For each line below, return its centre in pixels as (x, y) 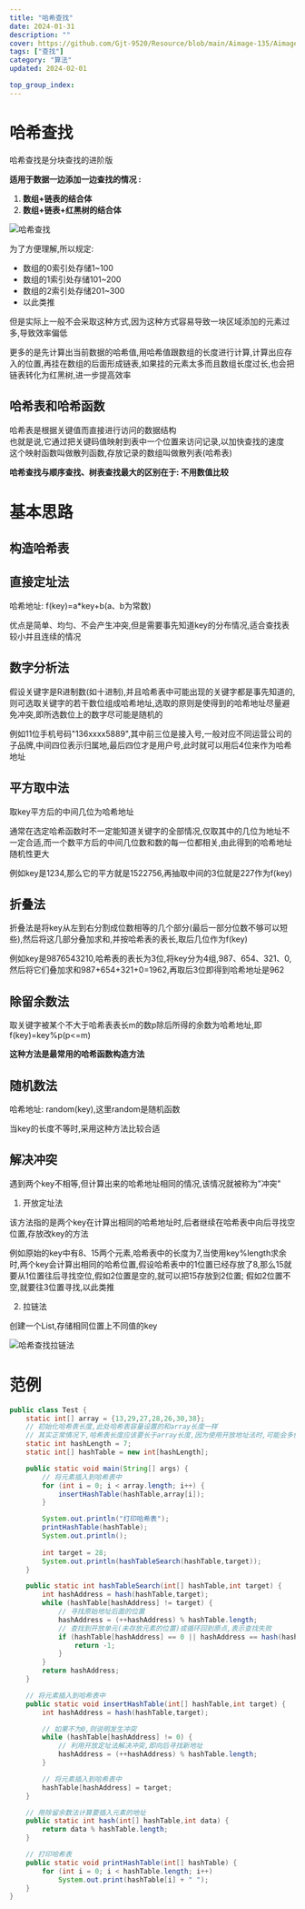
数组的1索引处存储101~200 (72, 279)
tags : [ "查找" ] (37, 52)
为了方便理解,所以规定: (52, 248)
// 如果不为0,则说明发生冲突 (89, 1729)
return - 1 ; (95, 1645)
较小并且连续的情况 (45, 636)
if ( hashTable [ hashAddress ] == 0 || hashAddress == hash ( (170, 1637)
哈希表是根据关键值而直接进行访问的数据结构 (93, 429)
